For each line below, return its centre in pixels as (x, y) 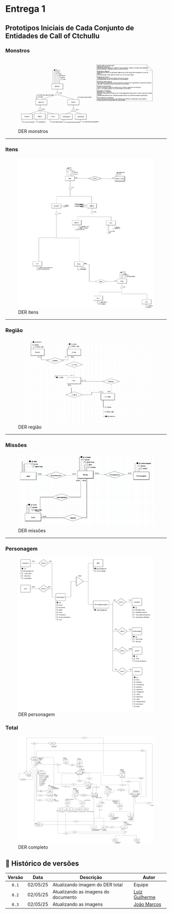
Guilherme (144, 897)
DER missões (32, 530)
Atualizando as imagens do (81, 892)
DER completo (33, 847)
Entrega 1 (25, 9)
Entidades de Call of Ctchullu (52, 36)
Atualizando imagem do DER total (88, 884)
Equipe (141, 884)
